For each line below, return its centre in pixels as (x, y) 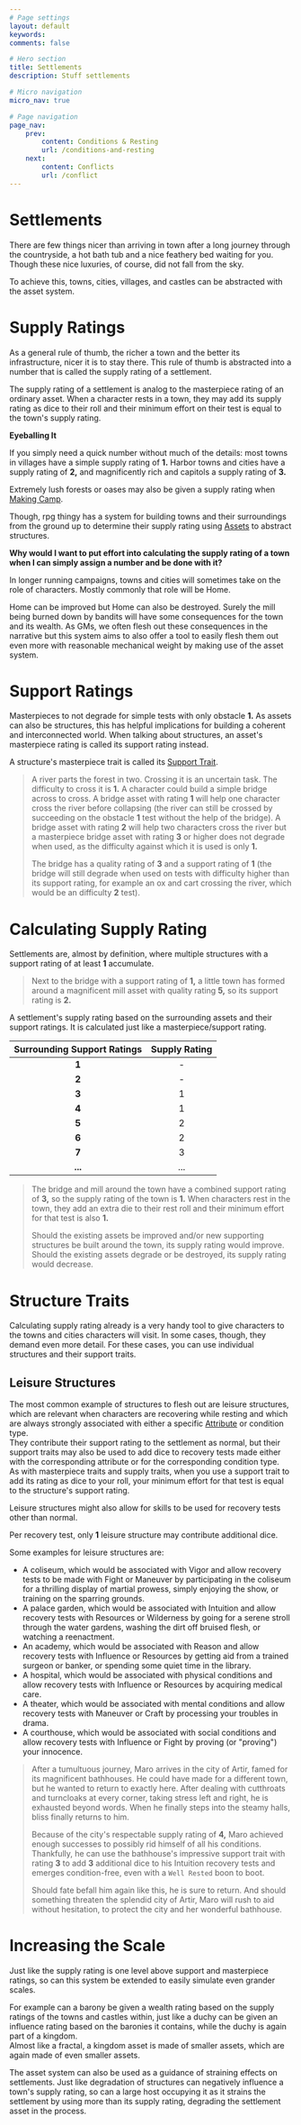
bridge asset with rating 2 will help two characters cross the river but (159, 827)
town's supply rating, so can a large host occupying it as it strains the (138, 2092)
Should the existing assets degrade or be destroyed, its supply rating (159, 1255)
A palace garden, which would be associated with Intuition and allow (149, 1608)
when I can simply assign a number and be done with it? (116, 562)
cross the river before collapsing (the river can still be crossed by (152, 808)
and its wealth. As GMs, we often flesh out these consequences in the (138, 626)
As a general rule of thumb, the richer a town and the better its (125, 352)
